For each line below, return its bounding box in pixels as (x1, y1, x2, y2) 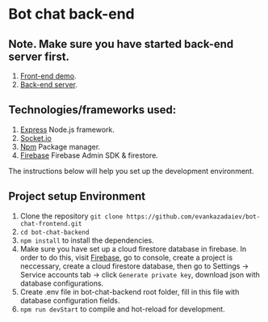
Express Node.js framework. (19, 125, 115, 134)
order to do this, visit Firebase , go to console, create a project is (19, 252, 233, 262)
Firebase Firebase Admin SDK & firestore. (19, 150, 159, 160)
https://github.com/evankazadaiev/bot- (126, 212, 261, 221)
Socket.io (19, 133, 52, 142)
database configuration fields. (19, 295, 120, 305)
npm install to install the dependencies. (19, 235, 155, 245)
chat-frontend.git (19, 219, 82, 227)
